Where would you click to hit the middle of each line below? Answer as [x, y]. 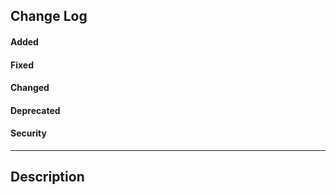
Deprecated [35, 110]
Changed [30, 88]
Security [28, 133]
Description [47, 177]
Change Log [49, 16]
